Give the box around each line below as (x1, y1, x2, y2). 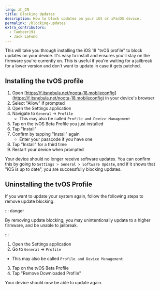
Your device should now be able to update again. (5, 279, 102, 285)
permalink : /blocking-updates (5, 20, 66, 26)
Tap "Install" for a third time (12, 141, 67, 147)
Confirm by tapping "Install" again (12, 131, 80, 137)
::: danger (5, 208, 24, 213)
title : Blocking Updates (5, 12, 55, 16)
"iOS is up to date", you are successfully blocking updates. (5, 166, 122, 172)
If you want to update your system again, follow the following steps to (5, 193, 144, 199)
